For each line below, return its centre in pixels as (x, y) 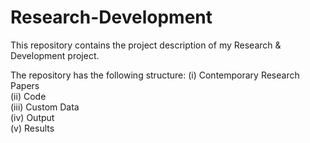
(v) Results (32, 128)
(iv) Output (32, 117)
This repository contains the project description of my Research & (146, 45)
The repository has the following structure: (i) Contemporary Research (155, 75)
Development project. (55, 55)
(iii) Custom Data (45, 107)
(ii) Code (28, 96)
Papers (25, 85)
